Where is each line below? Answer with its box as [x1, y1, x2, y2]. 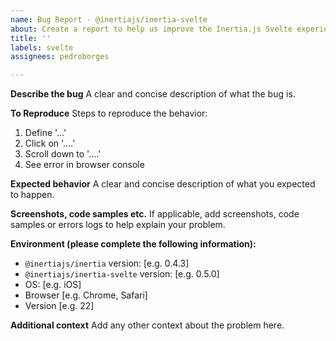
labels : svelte [10, 42, 74, 53]
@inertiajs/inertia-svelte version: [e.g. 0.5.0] [24, 268, 220, 280]
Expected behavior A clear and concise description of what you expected [10, 178, 316, 190]
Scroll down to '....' [24, 148, 102, 160]
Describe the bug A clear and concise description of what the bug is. [10, 88, 296, 100]
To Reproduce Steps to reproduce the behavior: [10, 107, 208, 120]
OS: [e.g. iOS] [24, 279, 82, 291]
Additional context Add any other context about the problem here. [10, 319, 285, 331]
